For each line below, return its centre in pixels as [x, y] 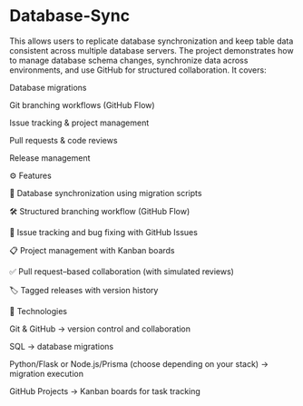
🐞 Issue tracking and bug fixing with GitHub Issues [103, 232]
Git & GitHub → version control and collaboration [100, 329]
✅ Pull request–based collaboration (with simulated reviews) [122, 271]
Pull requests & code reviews [64, 140]
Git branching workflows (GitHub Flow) [83, 104]
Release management [50, 158]
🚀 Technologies [39, 311]
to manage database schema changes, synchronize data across [129, 60]
